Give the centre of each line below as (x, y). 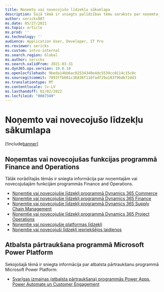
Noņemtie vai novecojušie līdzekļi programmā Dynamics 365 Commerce (85, 193)
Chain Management (32, 209)
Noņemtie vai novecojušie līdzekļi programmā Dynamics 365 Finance (82, 198)
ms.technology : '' (24, 37)
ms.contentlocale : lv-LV (30, 87)
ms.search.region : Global (31, 55)
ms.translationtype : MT (29, 82)
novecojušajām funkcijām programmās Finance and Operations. (69, 184)
